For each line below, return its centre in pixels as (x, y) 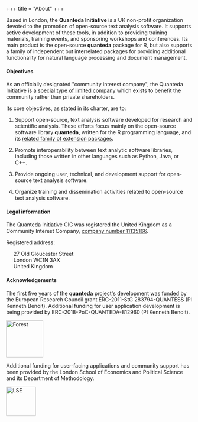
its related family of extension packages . (64, 139)
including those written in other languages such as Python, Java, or (97, 157)
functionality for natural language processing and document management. (97, 58)
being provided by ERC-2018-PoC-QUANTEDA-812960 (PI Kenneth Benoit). (98, 312)
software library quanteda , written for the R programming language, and (103, 132)
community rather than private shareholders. (61, 97)
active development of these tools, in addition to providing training (87, 33)
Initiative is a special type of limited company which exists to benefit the (94, 90)
